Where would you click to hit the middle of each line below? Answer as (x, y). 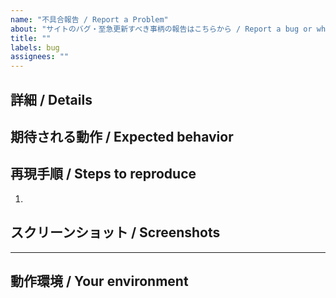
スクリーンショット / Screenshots (115, 232)
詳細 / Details (51, 99)
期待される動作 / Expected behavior (122, 136)
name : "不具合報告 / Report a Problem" (89, 19)
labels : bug (35, 47)
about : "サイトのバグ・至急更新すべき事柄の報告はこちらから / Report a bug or (161, 29)
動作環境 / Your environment (99, 281)
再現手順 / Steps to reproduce (103, 174)
